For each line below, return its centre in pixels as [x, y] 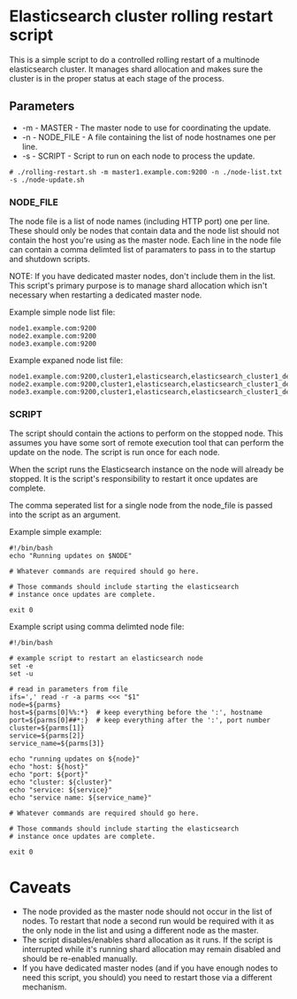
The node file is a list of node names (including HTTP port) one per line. [140, 221]
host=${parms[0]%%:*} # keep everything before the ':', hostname [136, 713]
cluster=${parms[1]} [47, 728]
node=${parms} [35, 705]
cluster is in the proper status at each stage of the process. [117, 78]
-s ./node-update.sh [47, 180]
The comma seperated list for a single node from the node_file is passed [141, 506]
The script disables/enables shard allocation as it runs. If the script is [147, 940]
